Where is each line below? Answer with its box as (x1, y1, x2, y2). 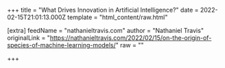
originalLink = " (7, 34, 50, 42)
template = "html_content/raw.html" (67, 13, 168, 21)
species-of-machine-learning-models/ (7, 41, 117, 49)
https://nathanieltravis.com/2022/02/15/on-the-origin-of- (49, 34, 212, 42)
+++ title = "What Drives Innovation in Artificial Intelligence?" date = (7, 6, 199, 14)
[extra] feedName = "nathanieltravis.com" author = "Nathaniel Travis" (7, 27, 204, 34)
